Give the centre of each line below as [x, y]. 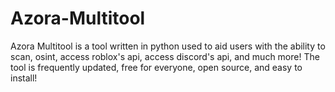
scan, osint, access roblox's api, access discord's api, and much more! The [165, 56]
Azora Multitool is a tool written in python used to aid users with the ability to [168, 46]
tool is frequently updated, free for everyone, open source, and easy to [156, 67]
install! [24, 78]
